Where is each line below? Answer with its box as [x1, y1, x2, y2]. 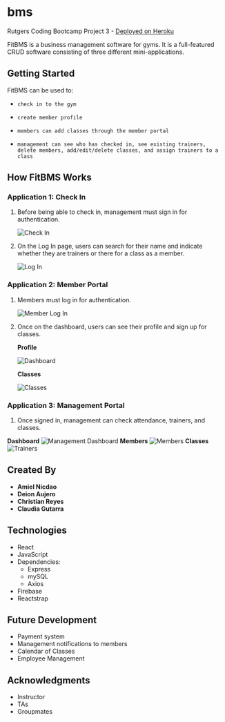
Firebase [17, 587, 43, 595]
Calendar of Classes [17, 647, 75, 656]
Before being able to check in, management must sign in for [17, 208, 188, 216]
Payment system [17, 632, 65, 641]
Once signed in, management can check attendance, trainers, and [17, 416, 206, 425]
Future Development [7, 614, 97, 626]
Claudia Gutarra [17, 505, 64, 513]
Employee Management [17, 654, 85, 663]
